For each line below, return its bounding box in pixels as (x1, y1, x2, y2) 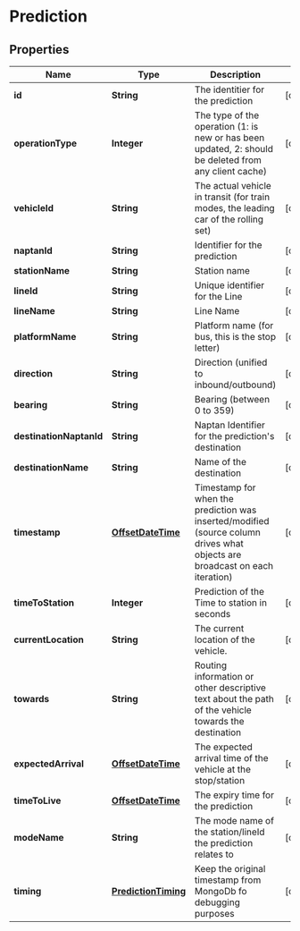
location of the (195, 633, 256, 646)
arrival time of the (195, 752, 270, 764)
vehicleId (13, 202, 54, 214)
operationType (13, 137, 78, 149)
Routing (195, 659, 228, 672)
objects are (195, 548, 242, 561)
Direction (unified (195, 356, 268, 368)
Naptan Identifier (195, 419, 266, 431)
